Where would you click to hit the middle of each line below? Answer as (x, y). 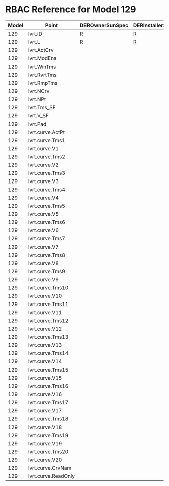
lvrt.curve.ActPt (47, 132)
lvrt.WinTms (42, 67)
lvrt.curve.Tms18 (48, 418)
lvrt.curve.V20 (45, 460)
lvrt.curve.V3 (44, 181)
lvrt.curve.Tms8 (47, 255)
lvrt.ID (35, 34)
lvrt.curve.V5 (44, 214)
